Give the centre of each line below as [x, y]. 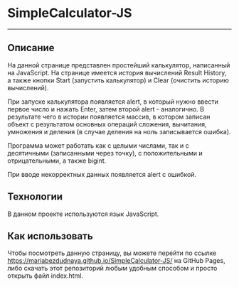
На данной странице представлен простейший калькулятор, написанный [119, 65]
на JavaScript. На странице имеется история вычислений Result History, [117, 72]
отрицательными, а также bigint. [57, 161]
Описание [31, 48]
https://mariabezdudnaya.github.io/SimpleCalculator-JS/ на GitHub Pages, [116, 261]
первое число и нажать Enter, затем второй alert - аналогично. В [106, 109]
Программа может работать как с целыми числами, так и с [99, 145]
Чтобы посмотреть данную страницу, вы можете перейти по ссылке [112, 253]
